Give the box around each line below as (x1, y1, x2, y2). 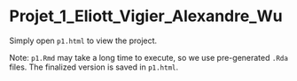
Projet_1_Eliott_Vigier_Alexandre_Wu (9, 6, 283, 26)
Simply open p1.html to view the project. (9, 35, 158, 46)
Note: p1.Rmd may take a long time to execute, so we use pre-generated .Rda (9, 52, 288, 63)
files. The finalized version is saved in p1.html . (9, 62, 179, 72)
